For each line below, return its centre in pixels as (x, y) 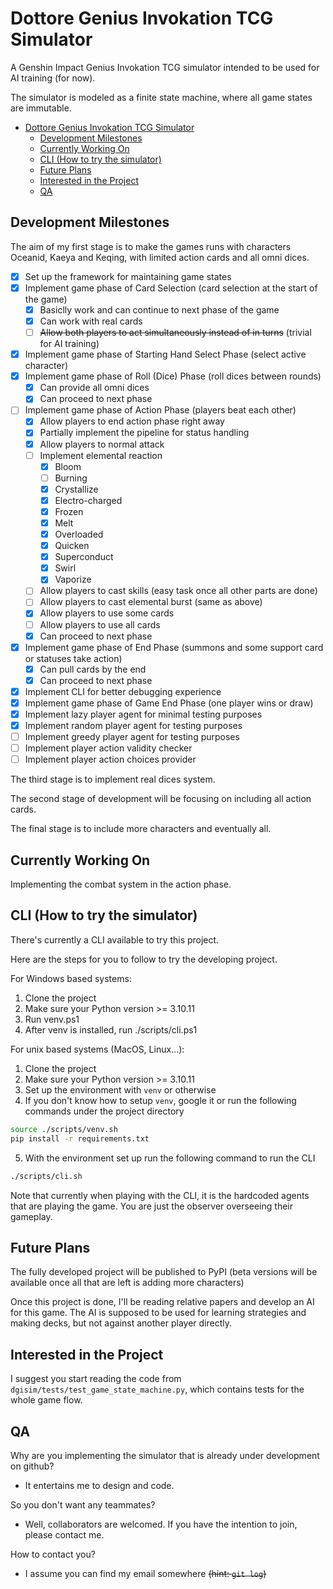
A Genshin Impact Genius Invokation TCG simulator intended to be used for (165, 67)
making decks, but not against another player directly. (121, 1323)
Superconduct (84, 557)
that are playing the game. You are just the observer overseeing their (151, 1206)
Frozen (69, 511)
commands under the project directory (104, 1111)
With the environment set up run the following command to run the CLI (170, 1158)
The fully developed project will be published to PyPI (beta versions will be (164, 1272)
